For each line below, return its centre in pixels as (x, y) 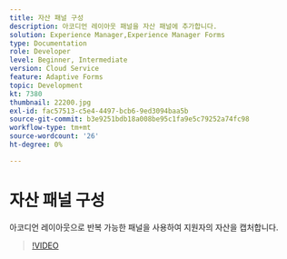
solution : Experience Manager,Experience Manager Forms (117, 35)
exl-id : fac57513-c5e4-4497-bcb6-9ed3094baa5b (99, 111)
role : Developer (40, 52)
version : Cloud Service (54, 69)
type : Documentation (49, 43)
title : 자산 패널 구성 (47, 18)
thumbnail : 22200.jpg (50, 102)
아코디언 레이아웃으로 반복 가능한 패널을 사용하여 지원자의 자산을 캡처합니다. (144, 227)
